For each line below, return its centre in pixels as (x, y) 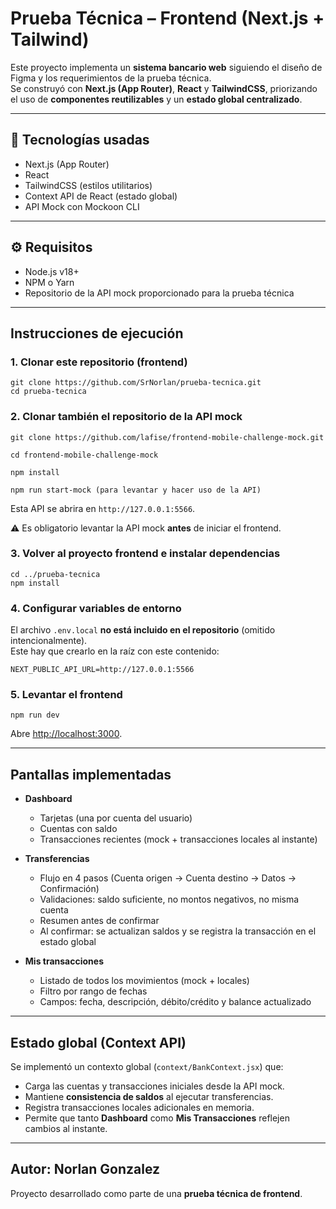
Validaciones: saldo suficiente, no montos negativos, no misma (169, 899)
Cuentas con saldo (78, 829)
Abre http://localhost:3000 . (66, 734)
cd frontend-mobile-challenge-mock (84, 455)
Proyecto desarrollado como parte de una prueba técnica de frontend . (156, 1193)
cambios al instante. (66, 1129)
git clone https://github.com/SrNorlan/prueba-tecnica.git (136, 383)
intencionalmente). (49, 641)
